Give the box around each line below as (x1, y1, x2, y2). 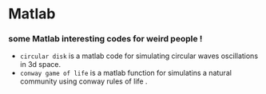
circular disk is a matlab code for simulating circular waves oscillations (19, 51, 258, 61)
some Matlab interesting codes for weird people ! (8, 33, 203, 45)
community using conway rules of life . (19, 76, 148, 86)
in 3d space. (19, 60, 62, 69)
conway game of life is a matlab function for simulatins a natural (19, 69, 232, 78)
